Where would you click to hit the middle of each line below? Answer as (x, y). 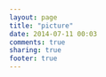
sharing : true (36, 50)
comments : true (37, 42)
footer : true (33, 58)
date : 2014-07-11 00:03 (53, 34)
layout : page (33, 17)
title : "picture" (41, 26)
